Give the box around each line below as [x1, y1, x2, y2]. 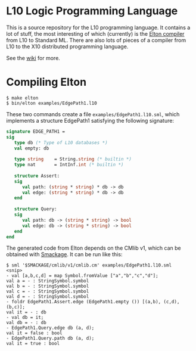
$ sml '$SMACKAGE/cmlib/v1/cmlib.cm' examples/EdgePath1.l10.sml [6, 262, 172, 269]
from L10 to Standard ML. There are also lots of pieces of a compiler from [6, 36, 186, 44]
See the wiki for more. [6, 54, 61, 61]
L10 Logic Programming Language [6, 4, 178, 18]
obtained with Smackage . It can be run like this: [6, 251, 123, 258]
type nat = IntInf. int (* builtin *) [14, 162, 124, 168]
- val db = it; [6, 315, 44, 321]
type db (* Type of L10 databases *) [14, 139, 108, 145]
